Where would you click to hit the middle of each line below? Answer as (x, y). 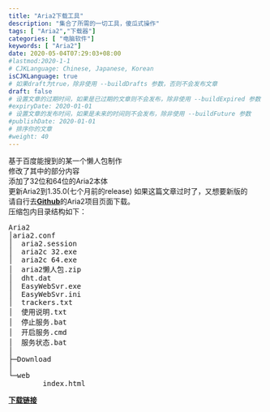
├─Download (30, 359)
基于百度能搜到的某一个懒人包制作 (65, 161)
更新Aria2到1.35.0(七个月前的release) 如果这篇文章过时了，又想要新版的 (128, 191)
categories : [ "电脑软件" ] (51, 39)
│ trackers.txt (41, 302)
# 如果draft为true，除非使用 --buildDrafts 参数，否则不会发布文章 (113, 84)
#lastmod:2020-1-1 (39, 62)
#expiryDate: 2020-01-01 (50, 106)
